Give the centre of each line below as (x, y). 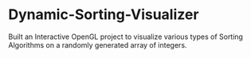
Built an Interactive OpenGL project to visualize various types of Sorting (125, 37)
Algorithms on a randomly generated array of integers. (98, 44)
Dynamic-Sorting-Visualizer (104, 15)
